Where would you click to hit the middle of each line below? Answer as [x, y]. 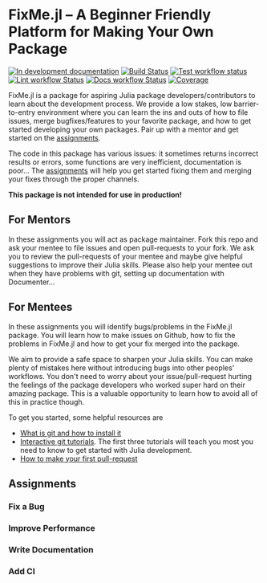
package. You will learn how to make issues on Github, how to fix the [122, 335]
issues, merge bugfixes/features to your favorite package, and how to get [129, 120]
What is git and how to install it [71, 433]
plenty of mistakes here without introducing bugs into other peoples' [121, 368]
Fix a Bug [27, 506]
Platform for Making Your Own [111, 32]
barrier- [247, 104]
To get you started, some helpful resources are [86, 417]
